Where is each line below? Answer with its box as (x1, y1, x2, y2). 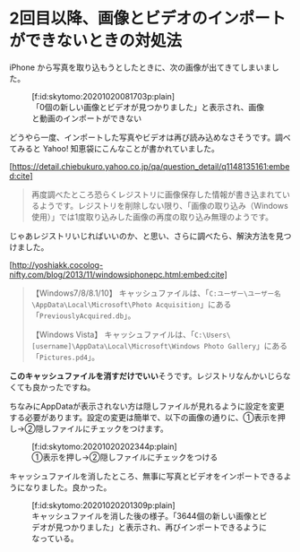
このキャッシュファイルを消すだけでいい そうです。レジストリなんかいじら (9, 370, 284, 381)
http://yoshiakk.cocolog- (12, 259, 104, 270)
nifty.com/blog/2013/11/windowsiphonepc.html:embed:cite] (9, 269, 227, 280)
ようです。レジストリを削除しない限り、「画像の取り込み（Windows (39, 200, 288, 211)
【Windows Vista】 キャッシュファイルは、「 (30, 329, 195, 340)
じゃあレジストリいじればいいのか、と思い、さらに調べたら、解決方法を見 (9, 230, 284, 241)
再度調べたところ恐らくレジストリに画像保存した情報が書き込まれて (30, 189, 283, 200)
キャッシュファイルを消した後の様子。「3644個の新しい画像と (31, 510, 260, 521)
